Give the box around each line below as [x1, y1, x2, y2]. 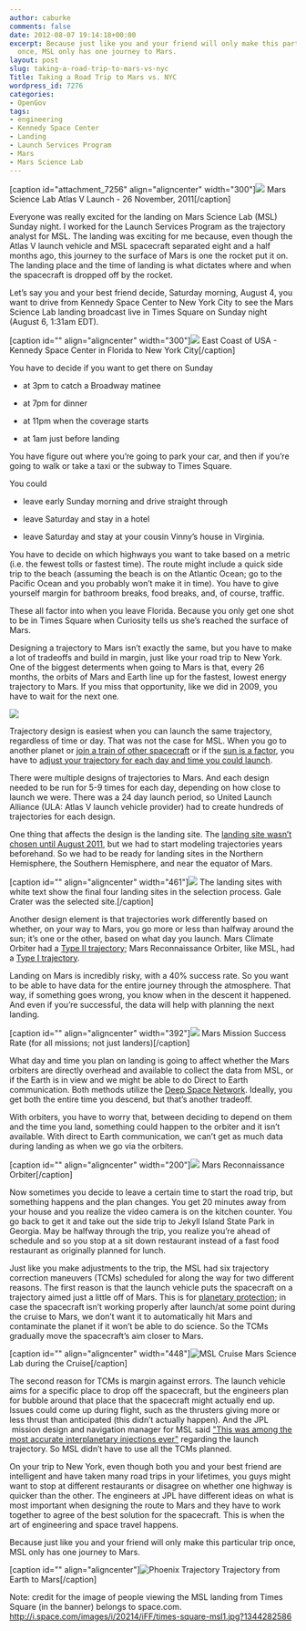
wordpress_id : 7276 [9, 81, 84, 90]
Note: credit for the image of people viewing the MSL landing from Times [9, 1591, 284, 1602]
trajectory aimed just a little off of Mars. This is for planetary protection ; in [9, 1292, 287, 1303]
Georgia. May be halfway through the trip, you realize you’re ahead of [9, 1225, 270, 1236]
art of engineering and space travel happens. [9, 1519, 179, 1530]
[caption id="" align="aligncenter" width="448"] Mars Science [9, 1347, 297, 1359]
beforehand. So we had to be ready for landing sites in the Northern [9, 847, 264, 858]
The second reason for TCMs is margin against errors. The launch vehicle [9, 1375, 286, 1387]
